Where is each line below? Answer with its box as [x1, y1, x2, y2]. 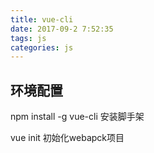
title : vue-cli [10, 14, 74, 25]
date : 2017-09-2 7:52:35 [10, 24, 114, 34]
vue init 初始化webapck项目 [10, 132, 125, 144]
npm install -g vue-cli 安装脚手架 [10, 111, 145, 123]
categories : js [10, 42, 74, 53]
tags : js [10, 33, 47, 43]
